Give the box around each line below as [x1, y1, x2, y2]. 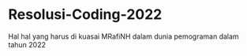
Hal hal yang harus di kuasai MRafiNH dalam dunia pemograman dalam [8, 32, 239, 41]
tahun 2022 [8, 39, 46, 49]
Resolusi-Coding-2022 [8, 6, 163, 24]
